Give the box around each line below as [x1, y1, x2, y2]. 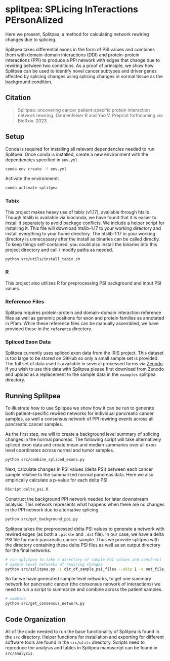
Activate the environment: [5, 176, 59, 182]
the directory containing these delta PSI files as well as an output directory [5, 542, 161, 548]
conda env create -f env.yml [5, 166, 67, 171]
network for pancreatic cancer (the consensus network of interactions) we [5, 581, 161, 587]
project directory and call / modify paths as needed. [5, 247, 114, 253]
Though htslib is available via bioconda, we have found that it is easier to [5, 214, 157, 220]
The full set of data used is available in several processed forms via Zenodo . [5, 361, 164, 367]
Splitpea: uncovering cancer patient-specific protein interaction [17, 107, 150, 113]
